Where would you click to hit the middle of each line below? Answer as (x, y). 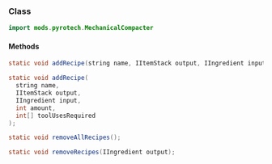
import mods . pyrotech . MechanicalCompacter (81, 28)
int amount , (36, 108)
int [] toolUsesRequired (55, 116)
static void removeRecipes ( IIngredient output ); (92, 152)
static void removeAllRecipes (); (65, 138)
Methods (24, 46)
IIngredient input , (49, 100)
